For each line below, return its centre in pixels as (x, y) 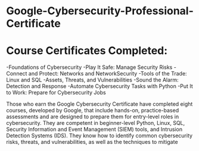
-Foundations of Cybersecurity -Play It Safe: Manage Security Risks (89, 67)
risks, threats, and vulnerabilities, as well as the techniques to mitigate (92, 142)
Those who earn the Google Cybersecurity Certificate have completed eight (99, 104)
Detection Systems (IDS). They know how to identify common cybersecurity (99, 136)
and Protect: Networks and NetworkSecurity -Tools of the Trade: (108, 74)
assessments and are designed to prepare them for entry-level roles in (93, 117)
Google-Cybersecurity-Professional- (100, 11)
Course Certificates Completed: (87, 51)
